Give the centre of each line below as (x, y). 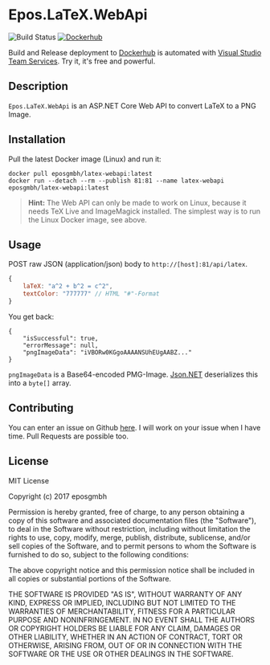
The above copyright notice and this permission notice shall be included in (131, 570)
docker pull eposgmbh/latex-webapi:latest (80, 173)
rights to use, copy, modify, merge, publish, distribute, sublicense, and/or (129, 537)
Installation (37, 139)
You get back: (31, 316)
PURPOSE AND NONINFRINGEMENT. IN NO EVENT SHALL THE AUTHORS (132, 619)
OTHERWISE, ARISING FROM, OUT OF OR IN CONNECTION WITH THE (125, 645)
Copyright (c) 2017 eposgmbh (57, 496)
